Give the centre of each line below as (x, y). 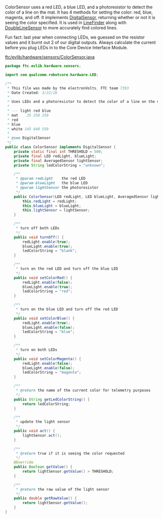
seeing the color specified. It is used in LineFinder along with (66, 22)
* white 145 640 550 (28, 129)
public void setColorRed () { (43, 278)
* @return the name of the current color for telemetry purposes (83, 390)
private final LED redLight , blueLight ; (55, 156)
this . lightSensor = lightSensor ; (56, 210)
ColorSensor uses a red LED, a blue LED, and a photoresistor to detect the (79, 7)
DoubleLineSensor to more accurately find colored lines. (61, 28)
